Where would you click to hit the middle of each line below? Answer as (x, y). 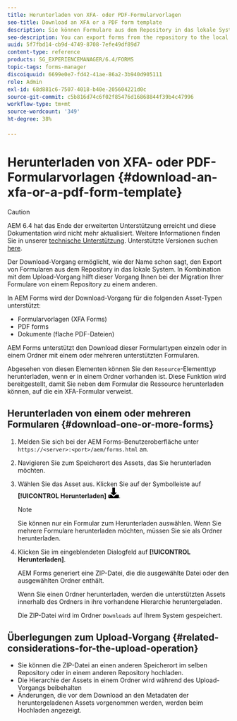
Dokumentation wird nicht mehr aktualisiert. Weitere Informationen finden (114, 233)
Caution (19, 212)
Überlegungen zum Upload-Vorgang (89, 637)
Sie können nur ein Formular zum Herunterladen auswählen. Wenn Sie (120, 523)
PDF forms (33, 326)
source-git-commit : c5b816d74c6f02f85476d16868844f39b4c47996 (101, 97)
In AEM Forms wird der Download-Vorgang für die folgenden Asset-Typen (115, 298)
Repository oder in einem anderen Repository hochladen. (101, 673)
